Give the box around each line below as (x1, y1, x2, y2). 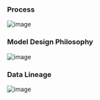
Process (7, 5, 35, 14)
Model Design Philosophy (7, 37, 94, 47)
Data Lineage (7, 69, 52, 79)
